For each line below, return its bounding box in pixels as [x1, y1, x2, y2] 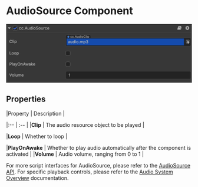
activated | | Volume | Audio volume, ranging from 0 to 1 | [6, 150, 144, 158]
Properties [6, 94, 46, 104]
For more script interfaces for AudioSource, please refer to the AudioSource [6, 162, 190, 169]
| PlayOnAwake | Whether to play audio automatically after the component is [6, 144, 192, 151]
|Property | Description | [6, 110, 65, 117]
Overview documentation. [6, 174, 69, 181]
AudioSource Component [6, 4, 134, 18]
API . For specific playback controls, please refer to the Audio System [6, 168, 173, 175]
